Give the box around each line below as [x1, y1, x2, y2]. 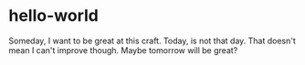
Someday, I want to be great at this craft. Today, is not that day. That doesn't [8, 35, 296, 46]
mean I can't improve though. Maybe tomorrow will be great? [8, 44, 238, 55]
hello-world [8, 5, 100, 26]
